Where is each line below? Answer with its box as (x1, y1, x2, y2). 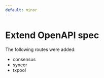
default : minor (5, 7, 38, 13)
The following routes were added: (5, 46, 76, 53)
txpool (12, 67, 26, 73)
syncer (12, 62, 27, 68)
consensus (12, 56, 36, 62)
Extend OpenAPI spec (5, 29, 99, 41)
